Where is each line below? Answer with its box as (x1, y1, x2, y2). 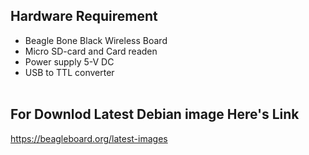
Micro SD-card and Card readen (24, 45, 158, 57)
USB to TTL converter (24, 66, 115, 78)
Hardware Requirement (10, 8, 158, 25)
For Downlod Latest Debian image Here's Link (10, 106, 300, 123)
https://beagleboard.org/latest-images (10, 132, 168, 144)
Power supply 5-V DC (24, 55, 115, 68)
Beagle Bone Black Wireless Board (24, 34, 168, 46)
